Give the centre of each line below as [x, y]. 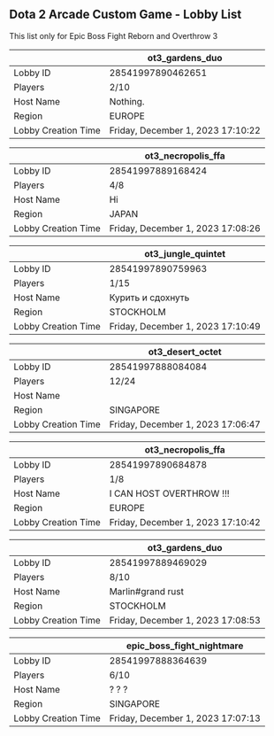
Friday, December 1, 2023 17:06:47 [185, 424]
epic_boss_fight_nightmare [185, 646]
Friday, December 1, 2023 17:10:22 [185, 130]
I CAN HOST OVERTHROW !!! [169, 493]
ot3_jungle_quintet [185, 253]
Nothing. [127, 101]
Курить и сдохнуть [149, 298]
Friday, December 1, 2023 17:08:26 [185, 228]
